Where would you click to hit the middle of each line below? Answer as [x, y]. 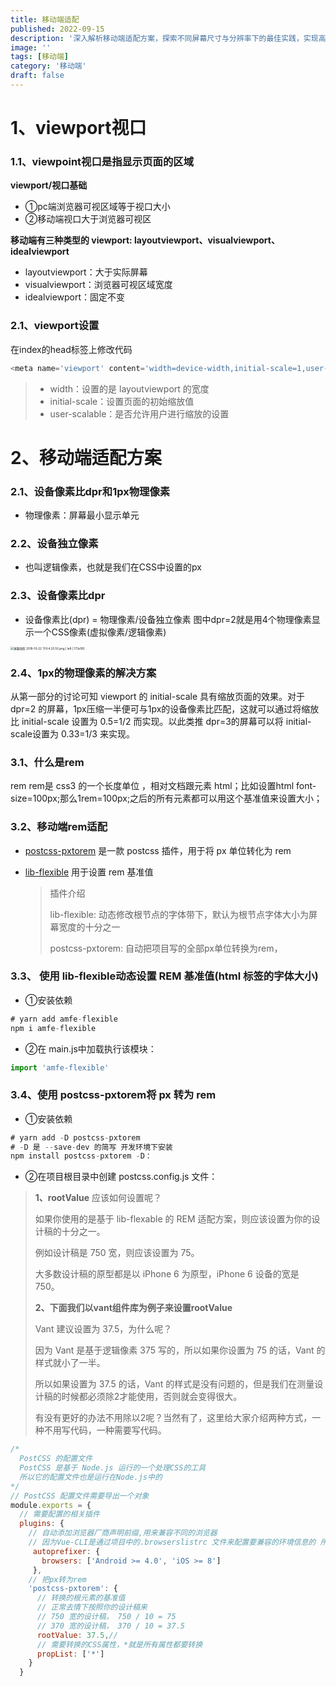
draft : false [37, 76]
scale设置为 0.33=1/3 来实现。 [72, 733]
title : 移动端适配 [45, 19]
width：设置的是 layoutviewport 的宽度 [129, 388]
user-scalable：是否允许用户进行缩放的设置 [139, 413]
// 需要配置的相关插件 [59, 1514]
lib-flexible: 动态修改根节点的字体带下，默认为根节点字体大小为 [179, 914]
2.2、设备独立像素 [54, 543]
